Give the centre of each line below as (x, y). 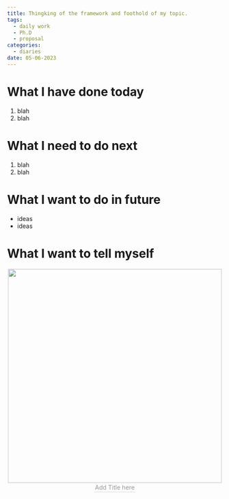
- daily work (32, 26)
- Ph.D (23, 33)
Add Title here (115, 487)
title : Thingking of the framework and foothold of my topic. (97, 13)
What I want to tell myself (81, 253)
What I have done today (76, 91)
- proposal (29, 39)
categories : (24, 45)
